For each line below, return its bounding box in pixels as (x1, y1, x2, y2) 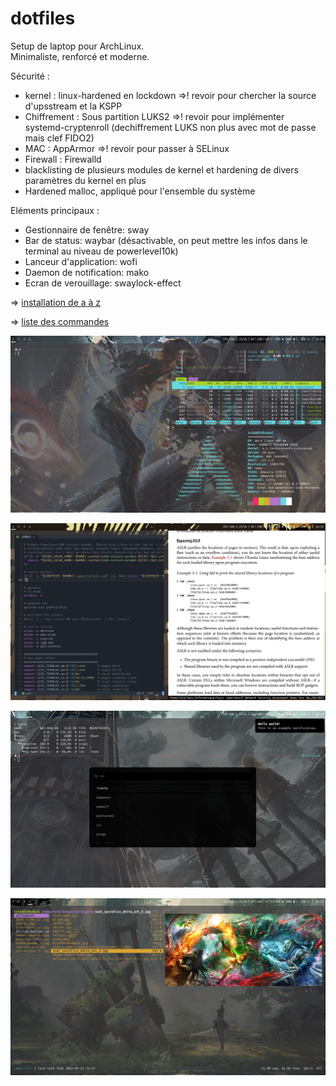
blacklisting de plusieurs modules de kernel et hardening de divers (24, 163, 299, 176)
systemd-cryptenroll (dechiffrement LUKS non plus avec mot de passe (24, 121, 317, 133)
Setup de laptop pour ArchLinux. (10, 40, 145, 52)
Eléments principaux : (10, 204, 100, 216)
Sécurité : (10, 70, 50, 82)
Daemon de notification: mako (24, 266, 150, 278)
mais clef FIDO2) (24, 132, 95, 144)
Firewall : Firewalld (24, 153, 102, 165)
